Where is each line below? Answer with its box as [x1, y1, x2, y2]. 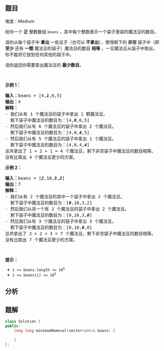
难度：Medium [5, 18, 35, 24]
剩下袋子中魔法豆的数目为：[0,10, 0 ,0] [10, 224, 92, 230]
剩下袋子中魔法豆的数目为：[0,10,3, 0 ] [10, 212, 92, 218]
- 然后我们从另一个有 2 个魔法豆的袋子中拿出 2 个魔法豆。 [5, 206, 129, 211]
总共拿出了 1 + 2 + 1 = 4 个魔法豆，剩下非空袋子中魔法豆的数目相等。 [5, 148, 156, 154]
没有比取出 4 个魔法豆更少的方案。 [5, 154, 78, 160]
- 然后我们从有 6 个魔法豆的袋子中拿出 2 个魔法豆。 [5, 123, 116, 129]
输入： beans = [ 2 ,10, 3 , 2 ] [5, 175, 65, 181]
